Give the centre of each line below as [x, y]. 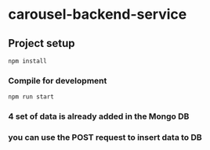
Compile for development [58, 80]
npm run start [31, 97]
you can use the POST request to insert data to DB [105, 137]
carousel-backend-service [98, 14]
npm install [27, 61]
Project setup [42, 43]
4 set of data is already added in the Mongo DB [99, 116]
